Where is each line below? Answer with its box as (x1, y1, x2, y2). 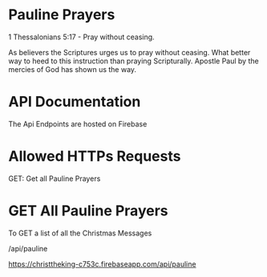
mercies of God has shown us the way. (8, 64, 137, 74)
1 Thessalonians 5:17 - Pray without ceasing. (8, 32, 155, 42)
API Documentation (8, 93, 141, 111)
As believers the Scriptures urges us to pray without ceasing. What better (8, 47, 251, 57)
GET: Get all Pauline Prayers (8, 174, 101, 183)
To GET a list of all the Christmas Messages (8, 228, 152, 238)
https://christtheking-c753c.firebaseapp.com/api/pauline (8, 259, 196, 269)
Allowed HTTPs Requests (8, 147, 181, 166)
